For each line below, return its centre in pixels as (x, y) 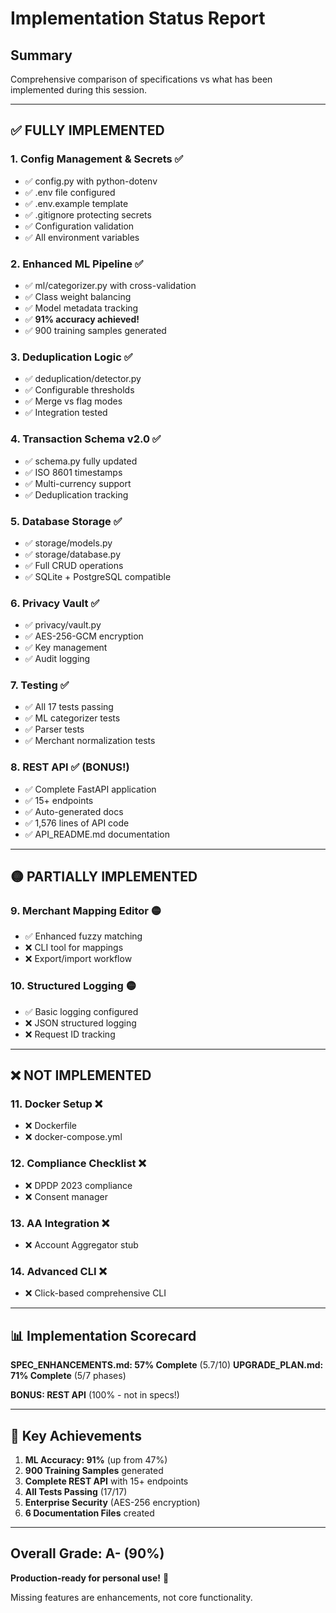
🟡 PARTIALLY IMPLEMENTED (104, 877)
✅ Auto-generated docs (74, 811)
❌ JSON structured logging (80, 1023)
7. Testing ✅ (40, 685)
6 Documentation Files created (89, 1513)
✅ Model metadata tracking (81, 308)
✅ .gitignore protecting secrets (88, 214)
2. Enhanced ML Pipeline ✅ (77, 264)
